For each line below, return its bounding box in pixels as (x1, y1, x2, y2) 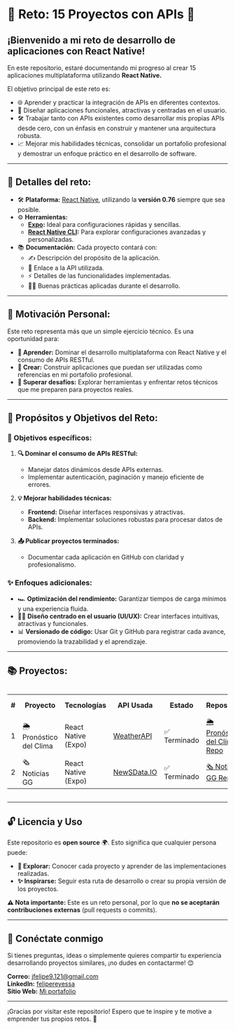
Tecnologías (64, 700, 107, 710)
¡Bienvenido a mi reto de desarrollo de (7, 34, 176, 46)
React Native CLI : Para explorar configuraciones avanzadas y (27, 228, 206, 236)
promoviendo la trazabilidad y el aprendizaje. (17, 637, 148, 646)
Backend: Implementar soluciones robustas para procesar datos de (27, 515, 223, 524)
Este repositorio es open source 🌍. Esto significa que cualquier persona (7, 838, 217, 847)
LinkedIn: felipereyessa (7, 980, 76, 988)
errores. (27, 480, 51, 489)
